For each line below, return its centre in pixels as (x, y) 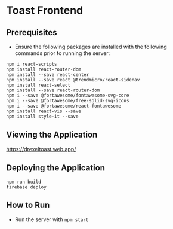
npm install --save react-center (48, 75)
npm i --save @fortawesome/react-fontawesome (64, 106)
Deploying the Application (56, 168)
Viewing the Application (52, 135)
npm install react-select (38, 85)
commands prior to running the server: (62, 53)
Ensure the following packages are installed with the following (91, 47)
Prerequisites (32, 33)
